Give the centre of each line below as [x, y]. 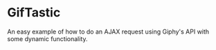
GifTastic [34, 13]
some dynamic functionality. [47, 38]
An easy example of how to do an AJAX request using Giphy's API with [108, 32]
